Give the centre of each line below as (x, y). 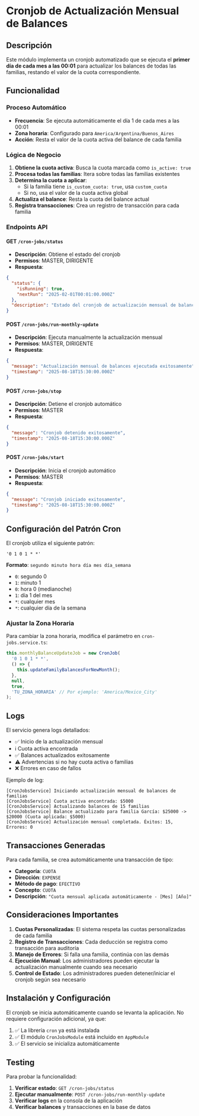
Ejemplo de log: (25, 780)
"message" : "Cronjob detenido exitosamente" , (69, 433)
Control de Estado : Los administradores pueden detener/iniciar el (95, 973)
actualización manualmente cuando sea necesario (76, 967)
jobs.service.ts (26, 643)
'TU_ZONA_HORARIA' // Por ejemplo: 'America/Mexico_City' (85, 692)
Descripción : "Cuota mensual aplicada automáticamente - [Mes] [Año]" (103, 896)
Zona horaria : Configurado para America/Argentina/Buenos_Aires (94, 133)
